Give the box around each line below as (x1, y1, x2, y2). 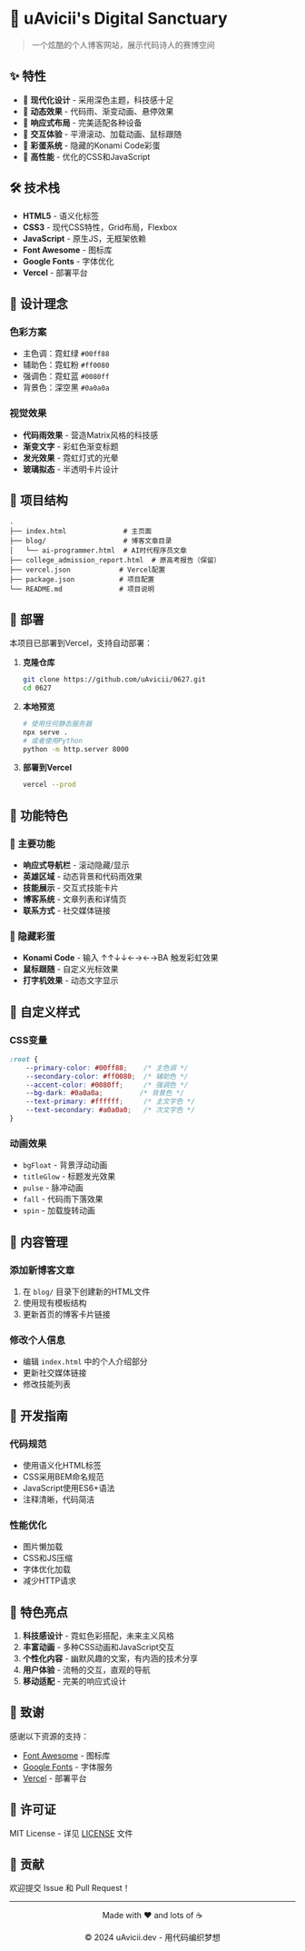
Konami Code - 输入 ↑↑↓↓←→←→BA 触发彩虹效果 (22, 952, 219, 963)
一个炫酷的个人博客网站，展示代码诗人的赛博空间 (31, 39, 215, 50)
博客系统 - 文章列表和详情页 (22, 893, 127, 904)
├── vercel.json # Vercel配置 (9, 565, 166, 575)
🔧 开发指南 (9, 1408, 68, 1423)
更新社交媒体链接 (22, 1368, 87, 1379)
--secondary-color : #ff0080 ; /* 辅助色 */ (25, 1071, 189, 1080)
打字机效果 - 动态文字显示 (22, 975, 120, 986)
